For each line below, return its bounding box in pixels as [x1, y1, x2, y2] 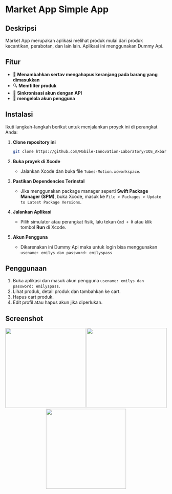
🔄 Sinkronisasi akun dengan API [12, 89, 82, 96]
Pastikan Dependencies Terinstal [12, 178, 85, 184]
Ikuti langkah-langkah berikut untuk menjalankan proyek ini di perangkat [5, 124, 158, 130]
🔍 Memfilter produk [12, 82, 57, 88]
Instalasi [5, 110, 33, 119]
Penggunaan [5, 264, 47, 273]
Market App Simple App [5, 4, 109, 15]
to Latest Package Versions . [20, 198, 82, 205]
